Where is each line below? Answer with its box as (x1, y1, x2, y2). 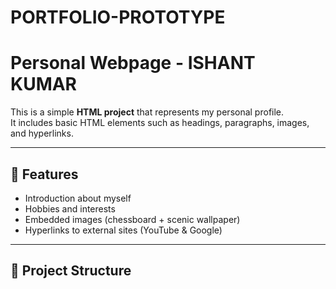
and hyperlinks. (10, 127, 74, 140)
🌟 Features (10, 166, 79, 183)
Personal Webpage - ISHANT (10, 52, 256, 75)
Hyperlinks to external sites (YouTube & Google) (24, 224, 223, 236)
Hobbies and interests (24, 202, 116, 215)
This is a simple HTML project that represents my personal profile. (10, 106, 285, 118)
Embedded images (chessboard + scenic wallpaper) (24, 213, 241, 225)
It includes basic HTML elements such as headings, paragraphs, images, (10, 117, 310, 129)
